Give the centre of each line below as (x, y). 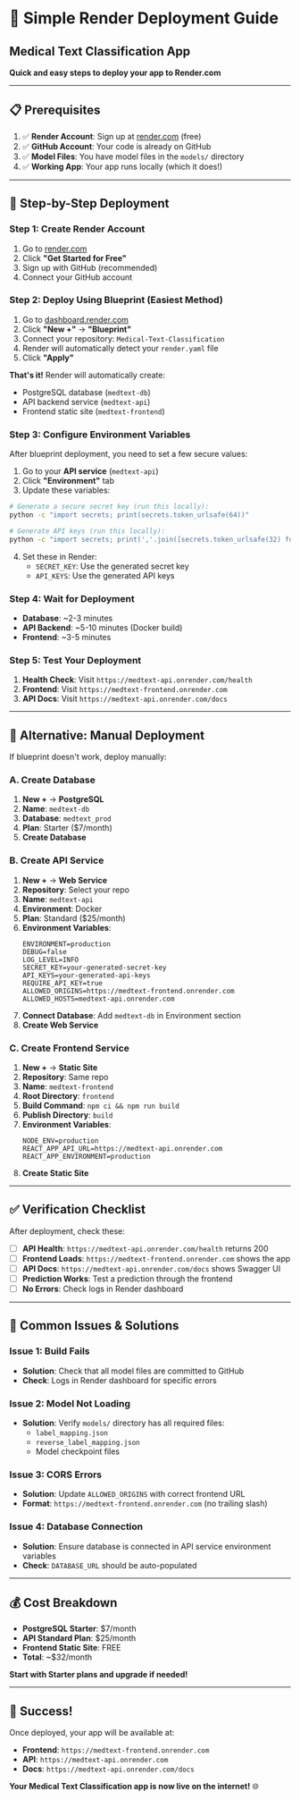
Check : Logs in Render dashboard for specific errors (119, 1380)
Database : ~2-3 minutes (67, 618)
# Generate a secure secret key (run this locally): (109, 507)
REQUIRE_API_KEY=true (62, 983)
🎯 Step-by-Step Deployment (89, 203)
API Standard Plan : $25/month (79, 1638)
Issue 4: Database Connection (76, 1526)
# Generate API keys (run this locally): (87, 531)
